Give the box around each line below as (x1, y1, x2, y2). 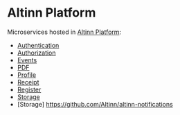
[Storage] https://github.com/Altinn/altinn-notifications (17, 100, 173, 108)
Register (17, 85, 42, 94)
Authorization (17, 48, 57, 57)
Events (17, 55, 37, 64)
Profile (17, 71, 37, 79)
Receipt (17, 78, 39, 86)
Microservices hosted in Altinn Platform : (7, 28, 122, 36)
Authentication (17, 41, 60, 49)
